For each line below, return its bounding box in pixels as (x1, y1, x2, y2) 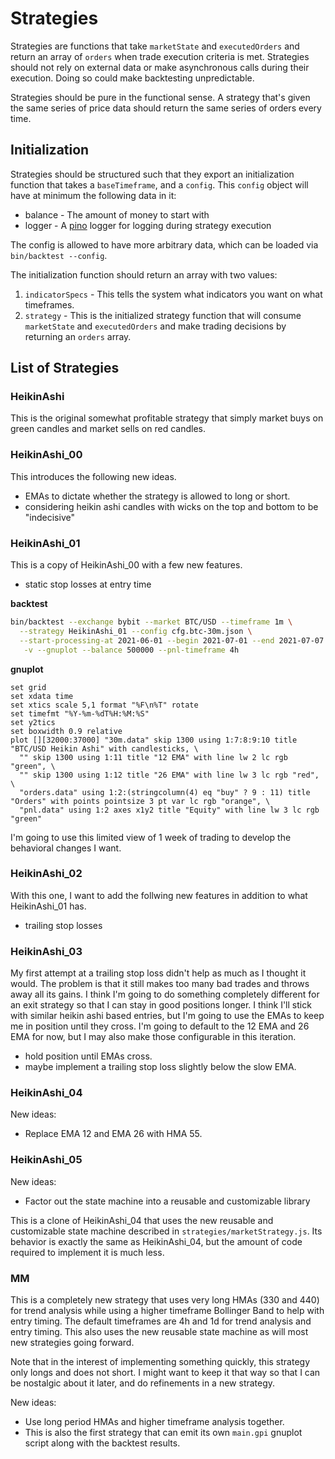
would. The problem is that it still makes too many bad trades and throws (10, 978, 310, 990)
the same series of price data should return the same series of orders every (10, 102, 322, 114)
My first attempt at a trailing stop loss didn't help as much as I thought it (10, 967, 307, 979)
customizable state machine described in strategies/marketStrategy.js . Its (10, 1225, 323, 1237)
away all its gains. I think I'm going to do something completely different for (10, 988, 320, 1001)
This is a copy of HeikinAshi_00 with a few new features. (10, 559, 243, 571)
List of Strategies (10, 360, 120, 377)
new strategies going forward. (10, 1337, 135, 1349)
